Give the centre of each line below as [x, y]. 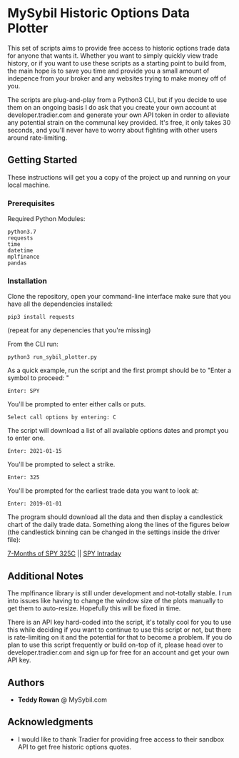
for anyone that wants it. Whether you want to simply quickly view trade [113, 56]
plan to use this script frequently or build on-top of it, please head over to [115, 645]
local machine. [29, 185]
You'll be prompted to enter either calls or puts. [77, 404]
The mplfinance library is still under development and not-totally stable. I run [120, 593]
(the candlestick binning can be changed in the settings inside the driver [113, 532]
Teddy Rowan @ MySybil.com [62, 700]
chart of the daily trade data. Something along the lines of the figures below [118, 525]
